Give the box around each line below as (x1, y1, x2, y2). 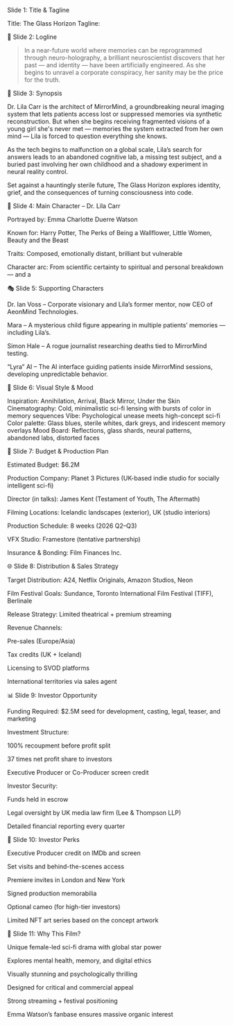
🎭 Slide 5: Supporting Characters (7, 284, 104, 292)
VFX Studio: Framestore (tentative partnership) (7, 535, 141, 543)
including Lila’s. (7, 329, 51, 336)
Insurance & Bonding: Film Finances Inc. (7, 549, 122, 557)
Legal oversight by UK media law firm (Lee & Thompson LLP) (7, 809, 182, 817)
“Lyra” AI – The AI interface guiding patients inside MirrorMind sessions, (7, 363, 213, 370)
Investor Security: (7, 782, 58, 790)
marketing (7, 714, 36, 723)
